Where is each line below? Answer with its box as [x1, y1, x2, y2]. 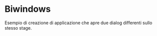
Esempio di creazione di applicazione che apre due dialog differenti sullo [4, 20, 153, 26]
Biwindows [4, 3, 51, 15]
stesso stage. [4, 25, 32, 31]
